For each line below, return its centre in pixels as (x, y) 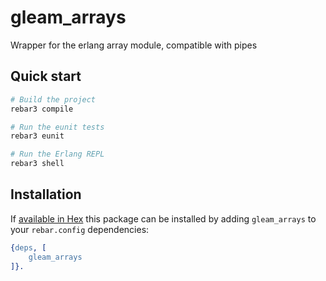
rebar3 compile (42, 109)
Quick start (46, 76)
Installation (46, 194)
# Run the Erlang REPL (57, 154)
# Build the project (53, 99)
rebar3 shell (37, 164)
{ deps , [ (28, 247)
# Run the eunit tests (57, 127)
